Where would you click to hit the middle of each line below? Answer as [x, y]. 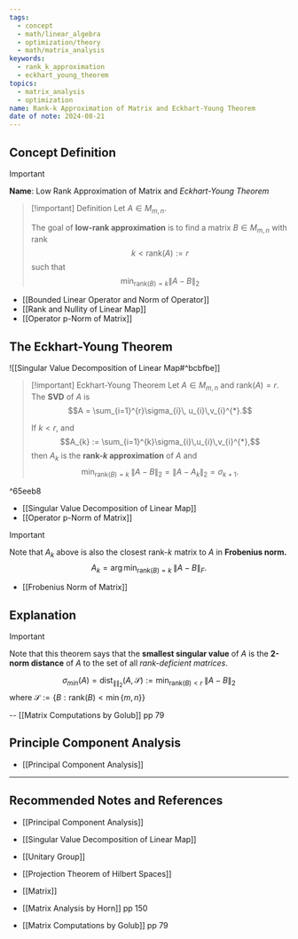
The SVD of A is [60, 397]
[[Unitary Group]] [54, 856]
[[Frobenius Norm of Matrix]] [75, 588]
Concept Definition [63, 152]
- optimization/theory [59, 42]
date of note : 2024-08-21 [57, 116]
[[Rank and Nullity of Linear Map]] [84, 309]
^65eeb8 [25, 491]
